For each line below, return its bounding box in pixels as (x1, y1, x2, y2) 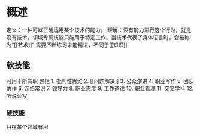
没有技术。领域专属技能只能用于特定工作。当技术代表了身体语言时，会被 (6, 33, 184, 41)
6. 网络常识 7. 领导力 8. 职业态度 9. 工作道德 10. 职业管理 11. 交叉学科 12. (17, 85, 194, 92)
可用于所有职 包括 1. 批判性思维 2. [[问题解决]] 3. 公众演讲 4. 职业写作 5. (6, 77, 183, 84)
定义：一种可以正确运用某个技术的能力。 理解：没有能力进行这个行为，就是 (6, 26, 192, 33)
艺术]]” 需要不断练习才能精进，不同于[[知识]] (17, 41, 128, 48)
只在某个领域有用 (6, 123, 49, 131)
